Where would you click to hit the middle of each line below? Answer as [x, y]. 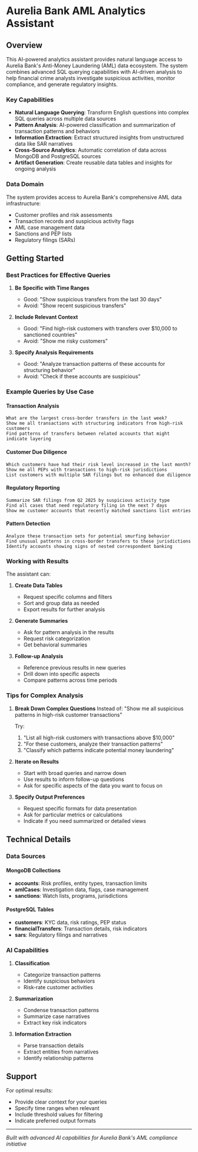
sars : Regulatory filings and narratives [61, 935]
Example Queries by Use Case [50, 392]
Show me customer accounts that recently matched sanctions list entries [99, 511]
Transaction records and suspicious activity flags [74, 221]
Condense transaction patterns [61, 1010]
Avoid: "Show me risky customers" [65, 341]
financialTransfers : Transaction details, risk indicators [81, 929]
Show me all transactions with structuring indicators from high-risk [95, 424]
